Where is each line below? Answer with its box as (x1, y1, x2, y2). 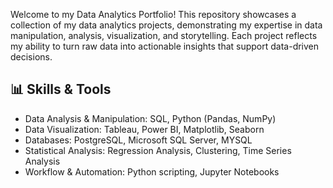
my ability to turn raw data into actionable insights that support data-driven (10, 40, 320, 52)
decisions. (10, 51, 53, 63)
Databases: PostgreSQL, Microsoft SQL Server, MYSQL (24, 134, 253, 146)
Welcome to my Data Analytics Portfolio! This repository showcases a (10, 9, 297, 20)
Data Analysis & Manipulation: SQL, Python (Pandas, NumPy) (24, 112, 277, 124)
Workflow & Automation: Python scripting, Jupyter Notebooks (24, 165, 280, 178)
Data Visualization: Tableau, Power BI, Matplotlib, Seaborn (24, 123, 265, 135)
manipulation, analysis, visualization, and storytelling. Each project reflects (10, 30, 318, 41)
